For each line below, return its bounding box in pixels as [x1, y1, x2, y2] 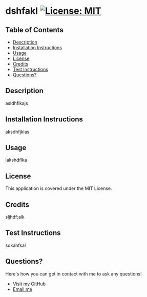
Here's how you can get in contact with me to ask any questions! [5, 270, 142, 277]
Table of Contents [5, 26, 64, 34]
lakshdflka [5, 157, 27, 163]
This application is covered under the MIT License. [5, 185, 112, 192]
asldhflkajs [5, 100, 28, 106]
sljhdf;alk [5, 214, 25, 220]
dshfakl [5, 5, 38, 17]
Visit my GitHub [12, 281, 46, 287]
